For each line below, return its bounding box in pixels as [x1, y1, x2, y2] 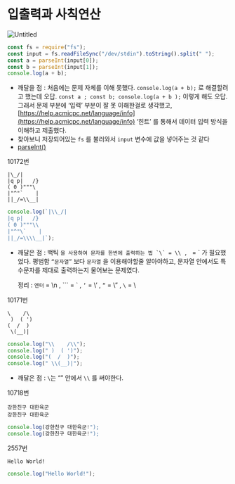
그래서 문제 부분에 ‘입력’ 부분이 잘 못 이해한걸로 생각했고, [17, 101, 173, 110]
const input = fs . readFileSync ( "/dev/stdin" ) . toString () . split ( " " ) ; [7, 50, 215, 57]
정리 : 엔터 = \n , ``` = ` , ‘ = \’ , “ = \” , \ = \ [17, 281, 136, 289]
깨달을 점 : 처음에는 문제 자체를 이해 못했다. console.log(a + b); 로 [17, 84, 205, 92]
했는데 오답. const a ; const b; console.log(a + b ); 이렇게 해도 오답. [25, 92, 228, 101]
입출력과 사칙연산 [7, 6, 101, 23]
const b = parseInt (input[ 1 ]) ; [7, 63, 99, 70]
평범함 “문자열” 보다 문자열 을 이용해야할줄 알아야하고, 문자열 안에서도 [32, 257, 220, 265]
